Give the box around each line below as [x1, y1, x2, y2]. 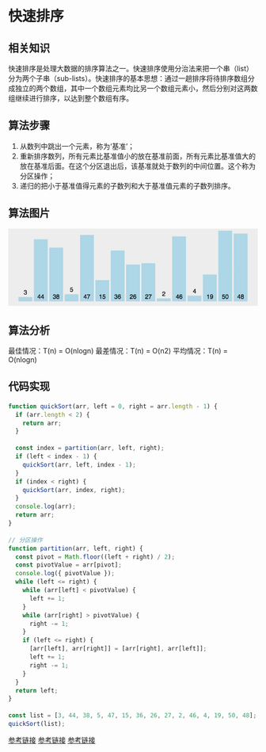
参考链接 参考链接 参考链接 [8, 735, 96, 745]
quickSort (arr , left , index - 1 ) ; [22, 460, 136, 468]
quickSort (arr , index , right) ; [22, 486, 126, 494]
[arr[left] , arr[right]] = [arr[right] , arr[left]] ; [28, 645, 207, 653]
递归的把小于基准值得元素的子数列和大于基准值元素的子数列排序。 [19, 181, 235, 190]
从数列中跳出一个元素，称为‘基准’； [19, 141, 135, 151]
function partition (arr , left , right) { [8, 544, 144, 552]
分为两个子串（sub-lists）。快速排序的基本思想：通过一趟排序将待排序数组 [8, 74, 248, 83]
